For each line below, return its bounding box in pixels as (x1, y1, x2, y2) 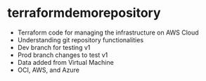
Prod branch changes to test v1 (17, 51, 108, 59)
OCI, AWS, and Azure (17, 66, 79, 74)
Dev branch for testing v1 (17, 43, 91, 51)
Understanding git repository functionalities (17, 35, 144, 44)
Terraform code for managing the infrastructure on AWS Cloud (17, 28, 199, 37)
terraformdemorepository (7, 5, 161, 21)
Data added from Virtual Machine (17, 58, 114, 66)
